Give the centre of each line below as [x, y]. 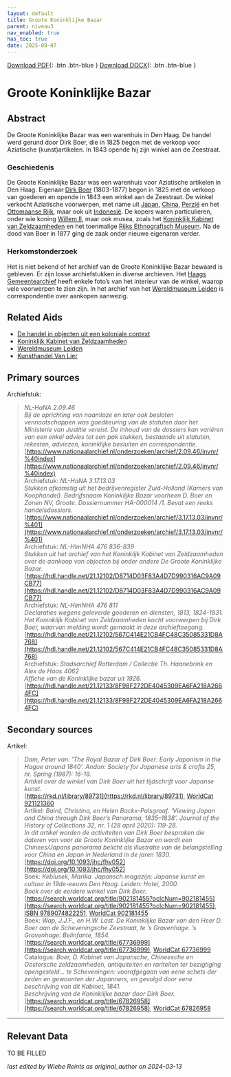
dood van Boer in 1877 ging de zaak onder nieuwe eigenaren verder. [104, 234]
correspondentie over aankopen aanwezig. [68, 296]
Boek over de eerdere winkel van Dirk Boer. [85, 891]
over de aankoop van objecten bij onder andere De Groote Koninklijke [123, 562]
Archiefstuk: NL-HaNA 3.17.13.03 [69, 481]
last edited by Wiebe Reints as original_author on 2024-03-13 [95, 1066]
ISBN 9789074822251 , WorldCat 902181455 [86, 913]
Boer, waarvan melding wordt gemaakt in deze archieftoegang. [114, 627]
